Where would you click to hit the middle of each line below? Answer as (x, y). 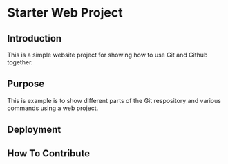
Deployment (34, 130)
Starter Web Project (65, 13)
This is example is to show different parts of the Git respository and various (114, 100)
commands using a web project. (53, 108)
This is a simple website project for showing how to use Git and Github (107, 55)
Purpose (26, 84)
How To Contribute (49, 153)
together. (20, 62)
